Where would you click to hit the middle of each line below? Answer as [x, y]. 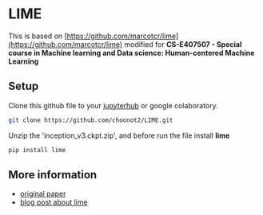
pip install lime [37, 150]
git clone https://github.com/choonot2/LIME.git [91, 120]
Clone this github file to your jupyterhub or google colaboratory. [113, 105]
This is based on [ [38, 36]
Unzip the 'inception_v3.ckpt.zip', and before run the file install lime [119, 135]
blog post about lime [54, 202]
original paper [43, 194]
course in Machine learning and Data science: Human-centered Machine [131, 53]
